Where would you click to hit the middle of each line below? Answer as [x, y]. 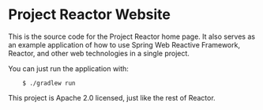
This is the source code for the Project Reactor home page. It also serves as [131, 36]
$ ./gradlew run [49, 83]
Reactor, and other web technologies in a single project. [99, 53]
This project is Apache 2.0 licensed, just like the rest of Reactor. [112, 97]
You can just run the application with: [68, 68]
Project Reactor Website [90, 15]
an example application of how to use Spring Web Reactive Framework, [124, 44]
